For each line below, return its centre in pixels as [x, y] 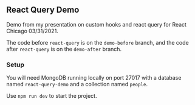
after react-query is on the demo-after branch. [64, 49]
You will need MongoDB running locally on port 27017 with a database [94, 78]
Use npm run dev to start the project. [52, 96]
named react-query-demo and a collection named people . [77, 84]
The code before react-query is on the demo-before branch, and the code [98, 42]
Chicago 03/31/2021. [32, 31]
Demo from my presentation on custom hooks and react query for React [97, 24]
